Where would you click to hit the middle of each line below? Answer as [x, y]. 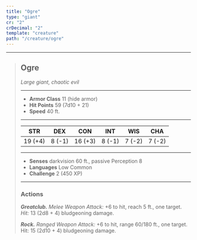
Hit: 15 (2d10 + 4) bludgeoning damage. [68, 231]
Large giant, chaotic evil [50, 82]
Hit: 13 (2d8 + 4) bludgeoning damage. [67, 213]
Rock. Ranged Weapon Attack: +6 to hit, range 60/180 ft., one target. [104, 224]
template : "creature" [33, 33]
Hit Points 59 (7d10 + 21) [59, 105]
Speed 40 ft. [45, 111]
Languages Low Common [61, 167]
